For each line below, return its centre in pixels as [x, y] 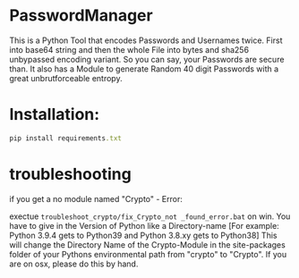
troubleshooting [70, 174]
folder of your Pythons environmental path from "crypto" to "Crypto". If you [148, 254]
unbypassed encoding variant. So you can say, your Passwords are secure [147, 59]
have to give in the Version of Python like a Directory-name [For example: [144, 225]
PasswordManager [81, 16]
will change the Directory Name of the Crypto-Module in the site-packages [148, 244]
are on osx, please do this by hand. [74, 264]
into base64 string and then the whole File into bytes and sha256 [129, 49]
